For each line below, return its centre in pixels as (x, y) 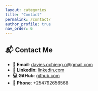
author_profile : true (28, 24)
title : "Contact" (24, 15)
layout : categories (26, 10)
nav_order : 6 (19, 29)
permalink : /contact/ (28, 19)
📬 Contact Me (29, 50)
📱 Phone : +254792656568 (40, 83)
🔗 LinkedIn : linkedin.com (38, 70)
